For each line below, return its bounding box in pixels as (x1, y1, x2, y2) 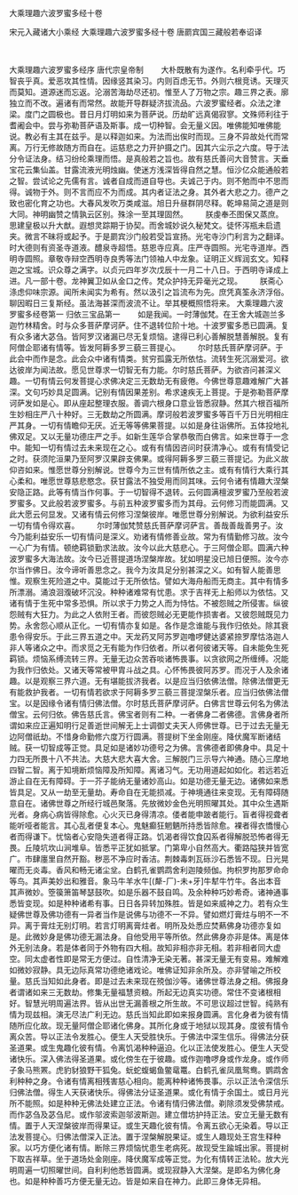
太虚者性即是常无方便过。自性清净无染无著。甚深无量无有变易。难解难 (32, 954, 289, 964)
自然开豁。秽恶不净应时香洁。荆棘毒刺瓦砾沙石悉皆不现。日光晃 (55, 854, 289, 864)
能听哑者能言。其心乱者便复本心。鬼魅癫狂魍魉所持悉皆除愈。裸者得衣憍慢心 (9, 821, 289, 830)
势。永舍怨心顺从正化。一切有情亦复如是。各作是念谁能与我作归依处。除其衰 (9, 621, 289, 630)
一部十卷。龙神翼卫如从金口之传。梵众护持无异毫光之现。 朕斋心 (32, 276, 284, 286)
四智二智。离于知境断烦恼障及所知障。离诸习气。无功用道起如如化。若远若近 (9, 765, 289, 775)
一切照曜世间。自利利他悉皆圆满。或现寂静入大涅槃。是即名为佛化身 (32, 1165, 281, 1175)
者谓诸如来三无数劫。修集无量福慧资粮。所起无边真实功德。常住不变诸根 (9, 987, 273, 998)
